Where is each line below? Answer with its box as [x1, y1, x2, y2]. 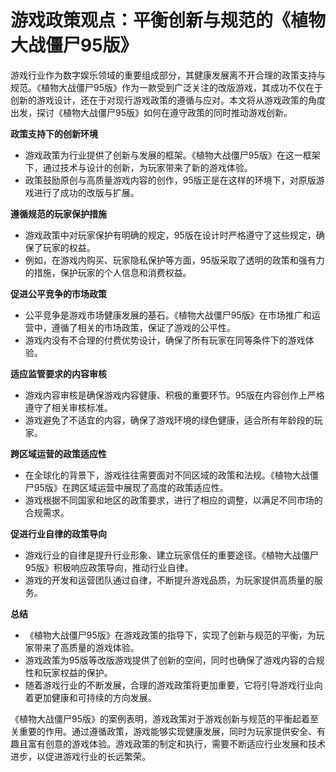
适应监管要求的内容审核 [10, 367, 107, 380]
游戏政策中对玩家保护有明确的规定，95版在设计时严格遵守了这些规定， [24, 229, 317, 241]
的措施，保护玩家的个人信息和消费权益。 [24, 266, 192, 278]
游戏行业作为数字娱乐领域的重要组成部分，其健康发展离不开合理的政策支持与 [10, 69, 326, 81]
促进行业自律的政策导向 [10, 527, 107, 540]
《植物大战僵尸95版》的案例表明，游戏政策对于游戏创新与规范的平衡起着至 [10, 712, 319, 725]
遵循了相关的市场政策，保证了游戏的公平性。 [51, 321, 236, 333]
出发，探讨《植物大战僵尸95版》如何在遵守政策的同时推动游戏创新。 [10, 106, 293, 118]
